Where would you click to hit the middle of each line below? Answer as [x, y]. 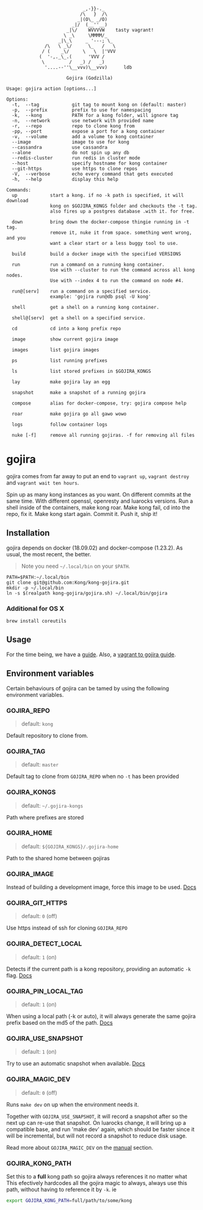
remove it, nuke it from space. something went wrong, [121, 233]
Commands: [19, 190]
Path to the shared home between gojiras [58, 858]
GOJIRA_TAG [26, 751]
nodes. [15, 275]
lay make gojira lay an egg [61, 382]
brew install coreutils [37, 621]
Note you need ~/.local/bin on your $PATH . [76, 566]
